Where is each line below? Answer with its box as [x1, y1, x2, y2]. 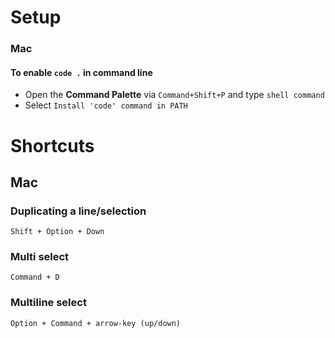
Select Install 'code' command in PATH [24, 99, 188, 111]
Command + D [10, 272, 60, 283]
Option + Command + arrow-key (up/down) [10, 318, 182, 328]
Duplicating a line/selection [10, 204, 147, 218]
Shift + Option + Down [10, 227, 105, 237]
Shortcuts [10, 134, 95, 157]
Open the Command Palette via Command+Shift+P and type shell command [24, 89, 325, 101]
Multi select [10, 250, 70, 264]
